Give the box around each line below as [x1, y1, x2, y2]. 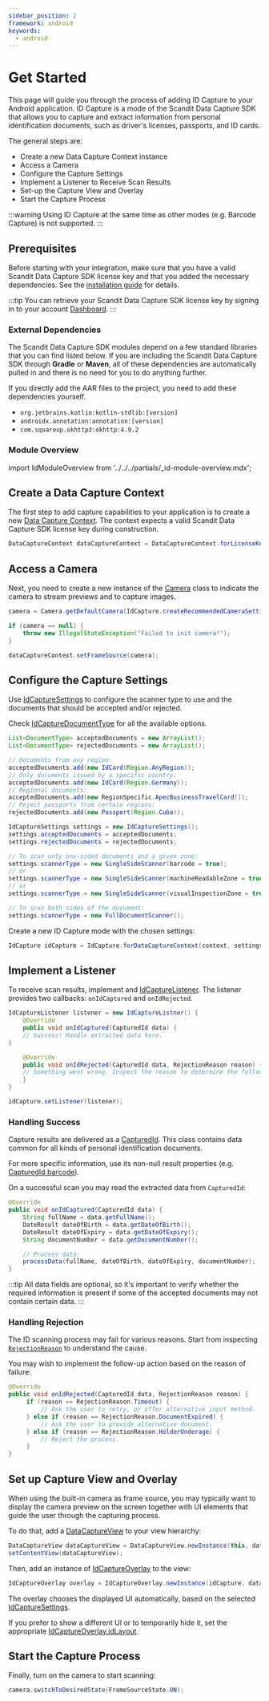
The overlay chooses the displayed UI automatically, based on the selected [8, 1594, 256, 1603]
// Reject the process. [40, 1435, 120, 1444]
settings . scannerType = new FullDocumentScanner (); [8, 911, 184, 919]
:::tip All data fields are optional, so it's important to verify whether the [8, 1280, 239, 1290]
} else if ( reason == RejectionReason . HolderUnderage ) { [26, 1428, 220, 1436]
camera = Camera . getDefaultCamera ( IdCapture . [8, 607, 163, 616]
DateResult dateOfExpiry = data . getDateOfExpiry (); [22, 1228, 199, 1236]
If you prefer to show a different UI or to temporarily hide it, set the [8, 1618, 228, 1627]
